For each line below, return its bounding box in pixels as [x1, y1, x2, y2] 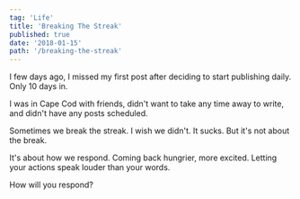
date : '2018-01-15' [9, 38, 83, 48]
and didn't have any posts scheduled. [9, 108, 148, 119]
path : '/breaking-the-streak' [9, 47, 123, 56]
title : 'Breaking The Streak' [9, 22, 123, 31]
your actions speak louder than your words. [9, 162, 171, 173]
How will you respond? [9, 179, 94, 190]
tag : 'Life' [9, 13, 54, 23]
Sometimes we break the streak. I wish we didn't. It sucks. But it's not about [9, 125, 290, 136]
